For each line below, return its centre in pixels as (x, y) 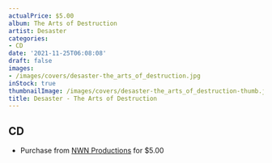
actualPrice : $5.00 (41, 16)
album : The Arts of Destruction (63, 23)
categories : (28, 38)
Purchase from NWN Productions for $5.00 (92, 151)
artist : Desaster (38, 31)
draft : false (30, 61)
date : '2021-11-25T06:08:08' (57, 53)
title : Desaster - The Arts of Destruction (83, 98)
